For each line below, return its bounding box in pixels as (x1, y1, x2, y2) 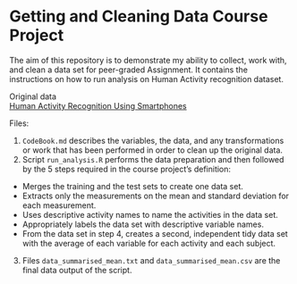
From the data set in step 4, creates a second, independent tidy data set (21, 228, 288, 238)
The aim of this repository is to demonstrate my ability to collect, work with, (9, 54, 288, 65)
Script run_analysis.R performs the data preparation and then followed (21, 154, 284, 164)
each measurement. (21, 199, 97, 211)
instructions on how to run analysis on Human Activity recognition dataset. (9, 73, 284, 84)
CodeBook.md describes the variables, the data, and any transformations (21, 135, 284, 146)
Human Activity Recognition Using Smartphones (9, 100, 187, 111)
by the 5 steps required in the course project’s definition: (21, 163, 231, 174)
